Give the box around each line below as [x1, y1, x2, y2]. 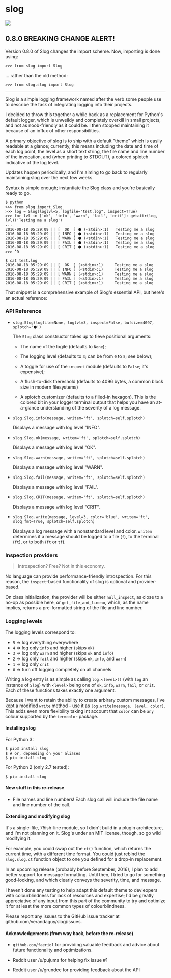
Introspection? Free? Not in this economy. [17, 563, 105, 570]
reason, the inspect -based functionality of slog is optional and [5, 579, 136, 585]
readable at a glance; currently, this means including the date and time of [5, 143, 159, 149]
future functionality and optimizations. [12, 947, 93, 953]
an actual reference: [5, 294, 47, 301]
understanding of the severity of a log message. [40, 405, 141, 411]
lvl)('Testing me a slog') [5, 218, 63, 223]
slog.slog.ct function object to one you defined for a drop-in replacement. [5, 856, 163, 862]
